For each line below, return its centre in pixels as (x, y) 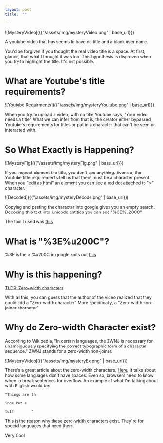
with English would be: (27, 386)
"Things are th (20, 395)
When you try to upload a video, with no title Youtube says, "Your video (77, 115)
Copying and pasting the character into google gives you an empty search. (80, 207)
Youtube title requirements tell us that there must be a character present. (78, 178)
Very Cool (15, 435)
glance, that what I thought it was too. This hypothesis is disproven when (78, 56)
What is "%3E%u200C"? (57, 241)
